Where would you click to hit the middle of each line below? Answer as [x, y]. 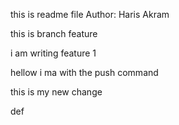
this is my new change [56, 92]
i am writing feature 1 [53, 53]
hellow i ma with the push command [84, 72]
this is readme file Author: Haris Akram [90, 14]
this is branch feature [54, 33]
